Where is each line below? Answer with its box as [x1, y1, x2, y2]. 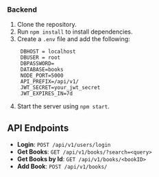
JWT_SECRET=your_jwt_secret [20, 84, 101, 91]
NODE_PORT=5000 [20, 72, 64, 80]
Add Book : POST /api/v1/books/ [16, 163, 108, 171]
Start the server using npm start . [16, 102, 110, 110]
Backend [7, 5, 38, 14]
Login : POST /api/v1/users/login [16, 141, 111, 149]
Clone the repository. [16, 21, 77, 29]
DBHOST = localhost [20, 48, 76, 56]
